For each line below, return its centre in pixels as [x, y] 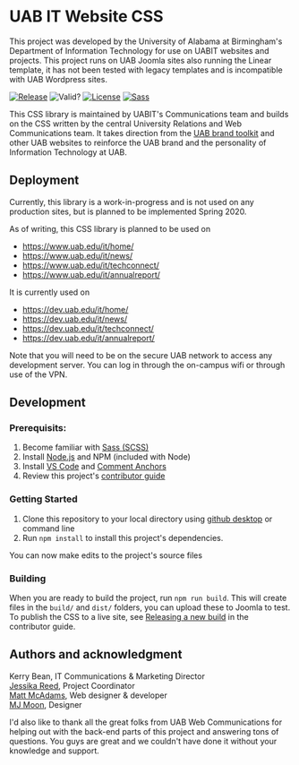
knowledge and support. [55, 751]
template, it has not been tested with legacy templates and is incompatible [146, 70]
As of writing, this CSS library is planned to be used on [110, 228]
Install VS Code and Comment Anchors [94, 467]
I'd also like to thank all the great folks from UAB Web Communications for [146, 722]
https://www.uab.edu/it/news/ [77, 255]
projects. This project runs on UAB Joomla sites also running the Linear [141, 60]
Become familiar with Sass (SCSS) [85, 447]
